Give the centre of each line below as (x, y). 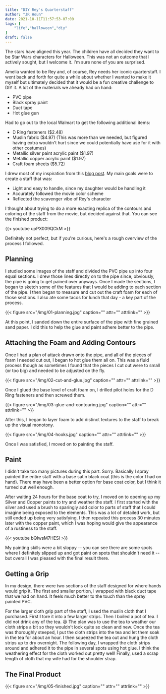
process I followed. (25, 243)
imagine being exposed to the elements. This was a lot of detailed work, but (83, 513)
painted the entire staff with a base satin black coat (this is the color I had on (83, 477)
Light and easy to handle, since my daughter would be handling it (79, 188)
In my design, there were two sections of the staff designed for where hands (83, 586)
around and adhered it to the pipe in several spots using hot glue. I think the (82, 648)
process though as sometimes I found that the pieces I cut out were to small (83, 365)
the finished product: (27, 219)
